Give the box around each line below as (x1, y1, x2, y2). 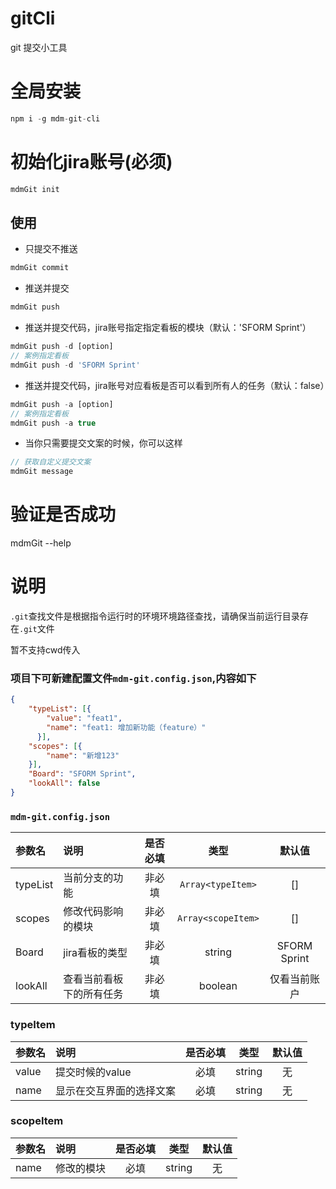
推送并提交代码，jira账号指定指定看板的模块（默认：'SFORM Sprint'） (24, 322, 312, 334)
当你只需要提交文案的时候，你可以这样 (24, 437, 183, 449)
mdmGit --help (10, 537, 72, 549)
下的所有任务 (63, 987, 124, 1001)
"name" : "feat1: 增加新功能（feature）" (46, 722, 207, 732)
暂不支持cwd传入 (10, 644, 81, 656)
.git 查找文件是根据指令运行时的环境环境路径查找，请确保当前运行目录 (10, 610, 300, 622)
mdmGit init (10, 184, 60, 194)
